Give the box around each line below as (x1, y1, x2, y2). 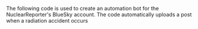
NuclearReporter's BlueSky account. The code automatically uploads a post (6, 11, 192, 18)
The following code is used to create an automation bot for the (6, 5, 159, 12)
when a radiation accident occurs (6, 17, 88, 24)
